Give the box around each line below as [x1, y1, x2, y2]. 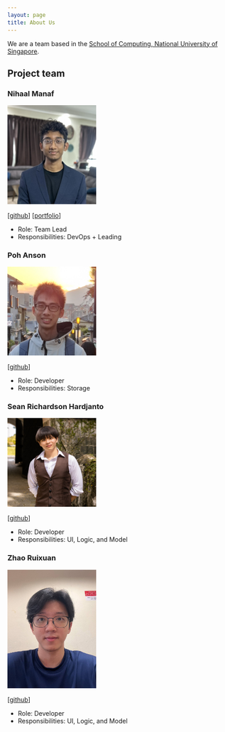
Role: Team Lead [17, 224, 67, 234]
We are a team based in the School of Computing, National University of [7, 39, 218, 48]
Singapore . [7, 47, 40, 55]
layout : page [7, 11, 46, 18]
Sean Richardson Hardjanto [7, 402, 104, 412]
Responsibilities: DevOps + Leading [17, 232, 122, 241]
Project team [7, 67, 65, 80]
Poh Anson [7, 250, 46, 260]
